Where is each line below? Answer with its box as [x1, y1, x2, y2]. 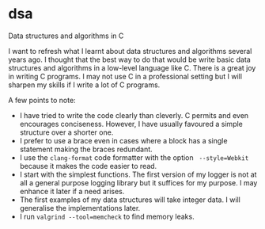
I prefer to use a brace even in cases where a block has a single [19, 135, 228, 145]
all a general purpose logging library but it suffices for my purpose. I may [19, 177, 258, 187]
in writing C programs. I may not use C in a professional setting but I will [8, 71, 243, 81]
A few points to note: [8, 95, 77, 105]
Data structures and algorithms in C [8, 31, 124, 40]
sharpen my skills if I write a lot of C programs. [8, 80, 161, 90]
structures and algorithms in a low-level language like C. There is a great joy [8, 63, 256, 72]
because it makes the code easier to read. [19, 161, 157, 170]
